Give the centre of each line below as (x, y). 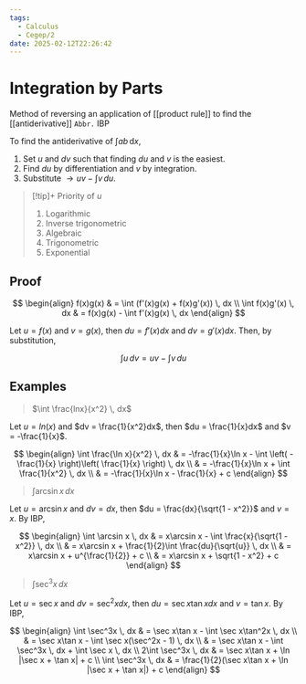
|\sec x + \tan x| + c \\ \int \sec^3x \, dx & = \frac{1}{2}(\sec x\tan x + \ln (153, 660)
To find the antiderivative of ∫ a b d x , (75, 142)
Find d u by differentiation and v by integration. (110, 169)
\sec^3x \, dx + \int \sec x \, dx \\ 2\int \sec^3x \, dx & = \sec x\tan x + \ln (153, 650)
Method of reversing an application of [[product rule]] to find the (131, 114)
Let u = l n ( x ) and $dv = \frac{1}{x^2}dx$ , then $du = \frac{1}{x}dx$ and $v (150, 426)
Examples (38, 387)
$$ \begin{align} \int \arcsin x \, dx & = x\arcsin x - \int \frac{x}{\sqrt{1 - (153, 536)
